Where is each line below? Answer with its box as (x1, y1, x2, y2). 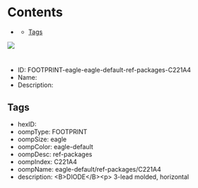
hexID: (17, 119, 37, 128)
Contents (7, 4, 64, 20)
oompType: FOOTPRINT (17, 127, 88, 136)
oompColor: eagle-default (17, 142, 93, 151)
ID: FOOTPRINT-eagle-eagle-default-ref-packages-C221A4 (17, 66, 192, 74)
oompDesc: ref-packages (17, 150, 93, 158)
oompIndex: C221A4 (17, 157, 78, 166)
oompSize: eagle (17, 135, 67, 143)
